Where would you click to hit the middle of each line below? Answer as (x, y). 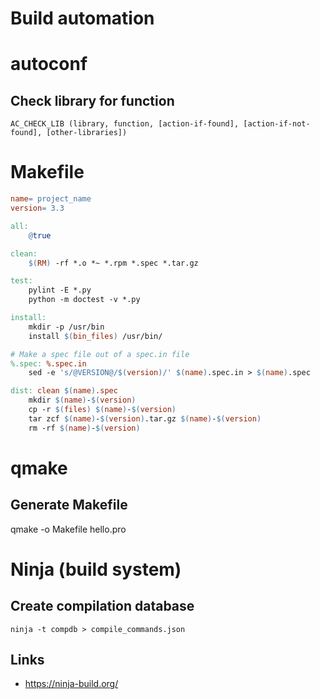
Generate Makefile (69, 505)
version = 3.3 (37, 208)
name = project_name (51, 199)
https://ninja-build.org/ (71, 684)
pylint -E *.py (60, 290)
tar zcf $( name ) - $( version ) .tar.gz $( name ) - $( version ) (145, 418)
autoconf (49, 64)
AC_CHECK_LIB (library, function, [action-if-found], (125, 124)
